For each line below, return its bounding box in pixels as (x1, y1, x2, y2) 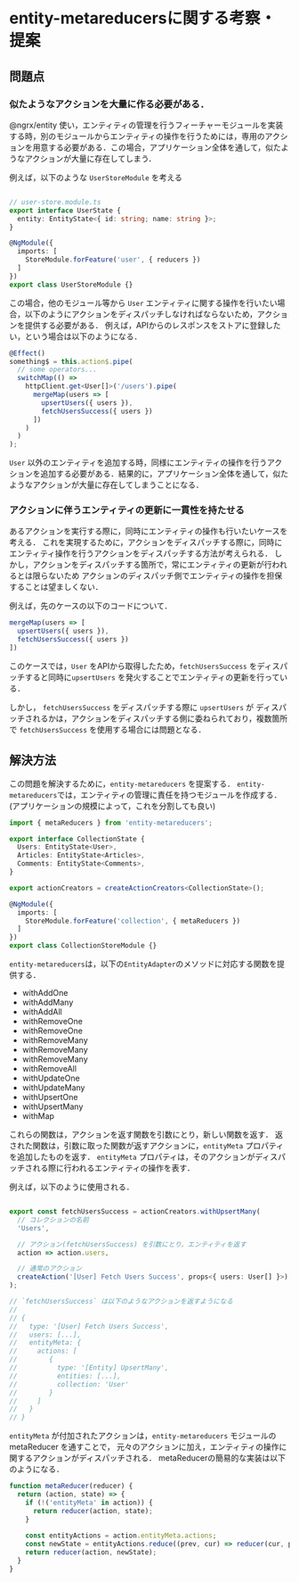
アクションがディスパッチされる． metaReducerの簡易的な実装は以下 (32, 1453, 287, 1463)
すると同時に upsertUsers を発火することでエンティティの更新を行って (24, 671, 280, 683)
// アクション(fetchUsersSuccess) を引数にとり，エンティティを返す (17, 1239, 246, 1249)
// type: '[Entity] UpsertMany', (9, 1363, 169, 1372)
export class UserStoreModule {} (9, 280, 133, 289)
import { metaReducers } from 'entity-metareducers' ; (9, 818, 214, 827)
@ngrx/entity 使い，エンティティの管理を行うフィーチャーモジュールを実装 (9, 120, 284, 130)
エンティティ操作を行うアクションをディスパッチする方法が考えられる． (9, 548, 273, 559)
